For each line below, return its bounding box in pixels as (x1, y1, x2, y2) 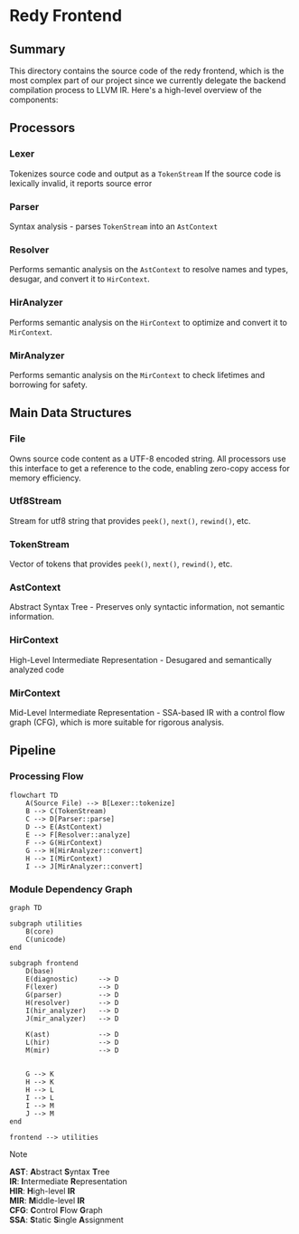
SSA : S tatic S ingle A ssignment (9, 1214, 124, 1226)
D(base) (25, 967, 54, 976)
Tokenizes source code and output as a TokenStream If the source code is (9, 168, 282, 179)
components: (9, 94, 59, 105)
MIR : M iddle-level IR (9, 1195, 86, 1206)
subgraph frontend (9, 959, 79, 968)
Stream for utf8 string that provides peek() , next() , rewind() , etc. (9, 515, 251, 526)
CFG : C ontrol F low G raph (9, 1205, 104, 1216)
